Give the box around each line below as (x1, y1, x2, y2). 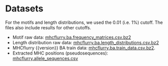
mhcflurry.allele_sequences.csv (12, 55, 78, 61)
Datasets (5, 3, 44, 14)
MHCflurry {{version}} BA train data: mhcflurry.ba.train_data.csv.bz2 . (12, 45, 155, 51)
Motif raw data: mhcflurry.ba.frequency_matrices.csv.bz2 (12, 34, 131, 40)
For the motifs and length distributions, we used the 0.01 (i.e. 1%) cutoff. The (5, 19, 163, 25)
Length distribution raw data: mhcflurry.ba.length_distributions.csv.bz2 (12, 39, 159, 45)
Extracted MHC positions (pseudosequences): (12, 50, 108, 56)
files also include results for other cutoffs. (5, 24, 91, 30)
